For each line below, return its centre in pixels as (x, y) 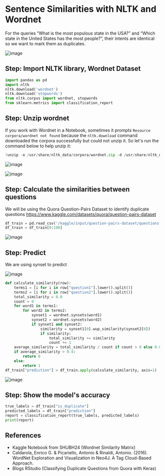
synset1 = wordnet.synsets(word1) (67, 315)
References (23, 435)
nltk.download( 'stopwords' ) (34, 94)
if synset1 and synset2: (57, 324)
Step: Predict (26, 253)
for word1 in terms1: (36, 306)
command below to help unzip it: (38, 146)
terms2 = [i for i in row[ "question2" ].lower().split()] (73, 292)
